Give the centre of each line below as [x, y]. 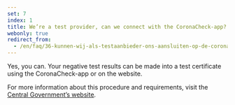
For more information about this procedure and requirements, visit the [108, 87]
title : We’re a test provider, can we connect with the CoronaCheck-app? [117, 27]
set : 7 [17, 14]
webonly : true [28, 33]
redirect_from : [29, 40]
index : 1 [20, 20]
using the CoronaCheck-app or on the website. [75, 73]
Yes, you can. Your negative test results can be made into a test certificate [114, 66]
